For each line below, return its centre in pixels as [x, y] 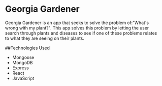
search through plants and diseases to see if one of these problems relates [81, 33]
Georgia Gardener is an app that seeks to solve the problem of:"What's [77, 23]
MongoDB [22, 62]
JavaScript [23, 78]
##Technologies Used [28, 48]
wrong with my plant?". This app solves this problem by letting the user [77, 28]
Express [20, 68]
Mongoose [23, 57]
